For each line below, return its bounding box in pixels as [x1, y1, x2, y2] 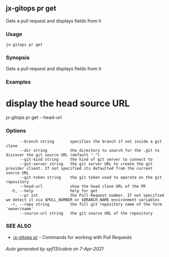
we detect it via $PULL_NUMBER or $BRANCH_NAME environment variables [6, 197, 160, 202]
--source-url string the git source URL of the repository [19, 210, 153, 216]
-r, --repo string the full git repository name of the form [10, 202, 162, 207]
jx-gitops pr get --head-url [6, 114, 62, 121]
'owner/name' [6, 206, 34, 211]
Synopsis [6, 54, 30, 61]
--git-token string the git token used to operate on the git [19, 174, 162, 180]
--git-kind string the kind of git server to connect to [19, 156, 153, 162]
